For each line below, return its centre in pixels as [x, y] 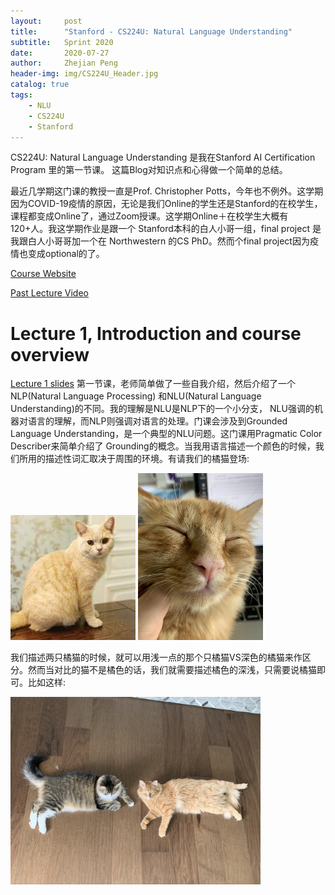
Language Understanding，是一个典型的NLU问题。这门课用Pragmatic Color [166, 434]
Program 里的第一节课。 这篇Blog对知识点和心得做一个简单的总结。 [149, 170]
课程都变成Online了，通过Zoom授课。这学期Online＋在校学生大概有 [149, 216]
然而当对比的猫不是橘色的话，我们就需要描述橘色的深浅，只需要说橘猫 [172, 669]
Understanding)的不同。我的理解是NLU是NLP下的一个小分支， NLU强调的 [162, 409]
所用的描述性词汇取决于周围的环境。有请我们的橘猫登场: [134, 459]
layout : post [46, 21]
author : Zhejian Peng [64, 63]
